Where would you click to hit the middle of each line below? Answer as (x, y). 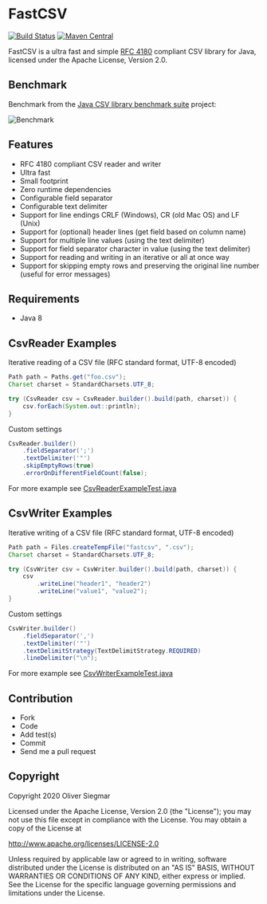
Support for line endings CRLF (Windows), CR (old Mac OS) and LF (130, 214)
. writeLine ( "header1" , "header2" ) (94, 584)
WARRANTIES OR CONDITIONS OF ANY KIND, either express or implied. (127, 876)
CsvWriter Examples (61, 514)
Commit (33, 743)
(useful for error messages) (65, 274)
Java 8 (31, 318)
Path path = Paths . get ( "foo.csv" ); (67, 377)
